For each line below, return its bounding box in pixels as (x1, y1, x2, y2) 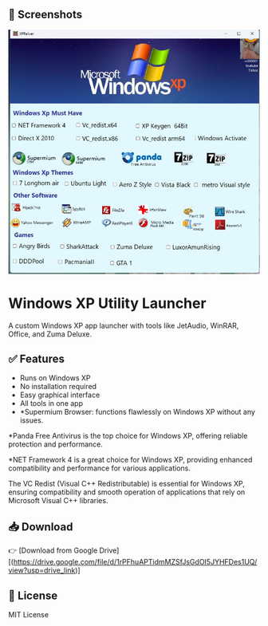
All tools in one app (19, 399, 84, 408)
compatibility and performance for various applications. (8, 463, 191, 473)
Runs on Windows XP (19, 373, 91, 383)
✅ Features (8, 352, 65, 366)
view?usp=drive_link (8, 565, 76, 575)
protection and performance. (8, 439, 104, 449)
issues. (19, 415, 44, 425)
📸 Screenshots (8, 8, 83, 22)
